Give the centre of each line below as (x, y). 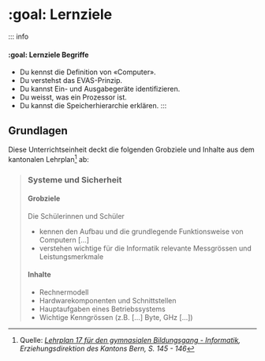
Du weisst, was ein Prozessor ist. (73, 97)
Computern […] (64, 239)
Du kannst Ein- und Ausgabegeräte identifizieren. (100, 89)
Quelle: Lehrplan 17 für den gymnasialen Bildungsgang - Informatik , (130, 340)
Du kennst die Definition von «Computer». (88, 72)
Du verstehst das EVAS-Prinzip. (71, 81)
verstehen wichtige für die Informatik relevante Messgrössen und (146, 248)
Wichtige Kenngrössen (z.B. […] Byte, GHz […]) (116, 317)
